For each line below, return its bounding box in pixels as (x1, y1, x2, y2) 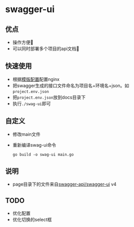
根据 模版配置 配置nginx (12, 76, 59, 82)
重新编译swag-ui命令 (12, 142, 56, 148)
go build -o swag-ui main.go (12, 152, 74, 157)
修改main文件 (12, 131, 41, 137)
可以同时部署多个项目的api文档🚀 (12, 46, 80, 52)
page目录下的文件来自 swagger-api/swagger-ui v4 (12, 181, 117, 188)
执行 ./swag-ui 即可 (12, 100, 51, 107)
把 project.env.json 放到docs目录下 (12, 94, 86, 100)
